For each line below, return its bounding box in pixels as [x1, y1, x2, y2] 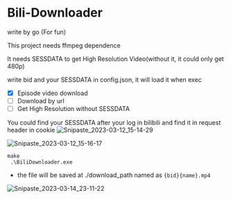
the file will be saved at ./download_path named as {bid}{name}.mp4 [17, 171, 211, 180]
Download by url [17, 97, 65, 105]
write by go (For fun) [7, 28, 67, 36]
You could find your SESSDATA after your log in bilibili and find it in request [7, 119, 221, 127]
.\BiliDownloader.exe [10, 159, 73, 166]
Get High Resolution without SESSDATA [17, 105, 130, 113]
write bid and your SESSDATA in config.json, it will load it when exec [7, 75, 203, 84]
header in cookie [7, 126, 55, 135]
